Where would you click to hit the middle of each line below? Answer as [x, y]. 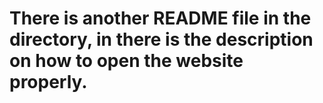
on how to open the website [126, 61]
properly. [48, 82]
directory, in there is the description [161, 39]
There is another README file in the [160, 18]
